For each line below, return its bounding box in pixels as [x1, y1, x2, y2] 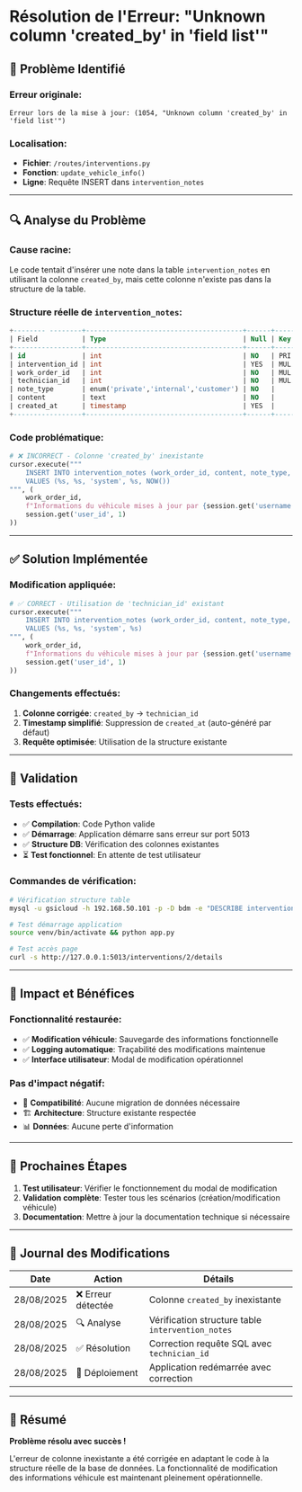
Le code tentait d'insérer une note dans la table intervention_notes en [9, 264, 271, 275]
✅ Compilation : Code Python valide [22, 818, 155, 829]
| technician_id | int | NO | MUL [9, 376, 292, 386]
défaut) [22, 727, 50, 737]
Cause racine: [9, 244, 72, 256]
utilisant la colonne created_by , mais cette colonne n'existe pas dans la [9, 273, 271, 284]
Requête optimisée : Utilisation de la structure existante [22, 736, 227, 747]
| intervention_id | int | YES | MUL [9, 360, 292, 369]
